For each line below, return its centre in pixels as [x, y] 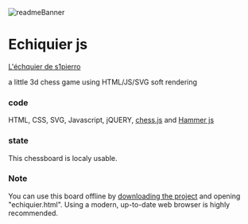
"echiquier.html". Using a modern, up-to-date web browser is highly [119, 204]
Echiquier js [48, 45]
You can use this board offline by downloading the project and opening [124, 196]
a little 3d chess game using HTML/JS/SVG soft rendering [103, 82]
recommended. [33, 213]
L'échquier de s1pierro [45, 66]
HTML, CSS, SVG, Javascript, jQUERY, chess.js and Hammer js [111, 120]
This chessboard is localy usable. [63, 158]
